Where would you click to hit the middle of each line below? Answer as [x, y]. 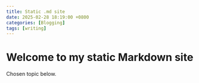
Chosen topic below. [31, 74]
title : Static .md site [36, 12]
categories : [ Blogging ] [36, 23]
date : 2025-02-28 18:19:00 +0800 [48, 17]
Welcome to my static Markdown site [100, 58]
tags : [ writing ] [26, 28]
